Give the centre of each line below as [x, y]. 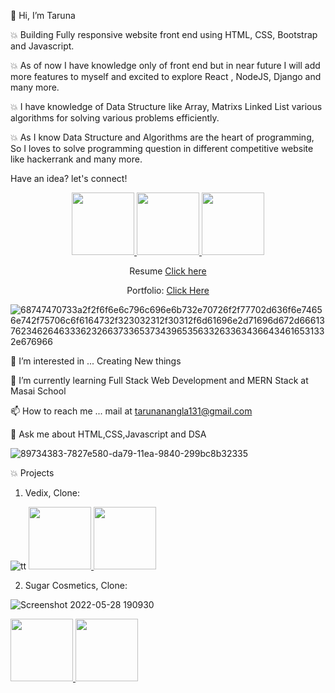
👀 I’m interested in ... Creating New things [96, 361]
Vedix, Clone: [52, 493]
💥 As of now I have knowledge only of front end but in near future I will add [165, 65]
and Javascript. [42, 46]
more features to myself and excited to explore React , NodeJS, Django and [166, 76]
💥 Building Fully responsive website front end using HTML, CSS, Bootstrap [164, 34]
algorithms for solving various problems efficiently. [115, 118]
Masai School [38, 391]
